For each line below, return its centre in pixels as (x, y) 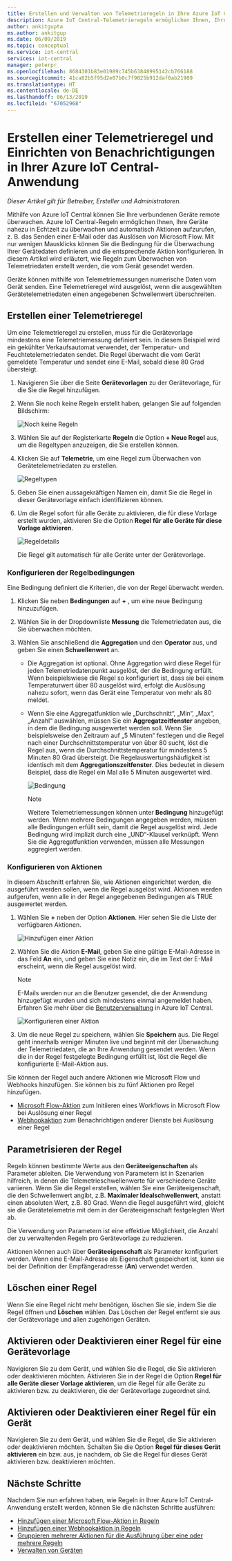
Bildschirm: (33, 410)
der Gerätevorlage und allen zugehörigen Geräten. (79, 1319)
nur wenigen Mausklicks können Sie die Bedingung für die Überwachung (111, 243)
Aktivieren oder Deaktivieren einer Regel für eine (115, 1341)
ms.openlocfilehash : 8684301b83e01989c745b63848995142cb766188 (100, 71)
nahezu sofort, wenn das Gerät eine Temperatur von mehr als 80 (119, 692)
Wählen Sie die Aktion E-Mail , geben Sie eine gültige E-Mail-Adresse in (118, 952)
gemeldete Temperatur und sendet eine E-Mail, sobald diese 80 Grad (106, 362)
